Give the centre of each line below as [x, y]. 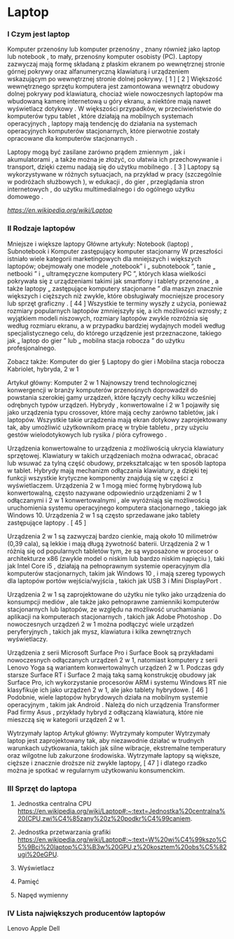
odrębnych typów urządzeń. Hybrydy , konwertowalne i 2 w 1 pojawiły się [113, 405]
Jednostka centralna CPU [54, 804]
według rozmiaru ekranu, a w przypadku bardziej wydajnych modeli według [116, 326]
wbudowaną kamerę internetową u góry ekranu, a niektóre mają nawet [109, 102]
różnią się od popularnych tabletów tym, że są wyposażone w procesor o [113, 551]
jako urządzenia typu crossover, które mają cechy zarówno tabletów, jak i [113, 412]
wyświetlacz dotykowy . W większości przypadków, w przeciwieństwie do [115, 109]
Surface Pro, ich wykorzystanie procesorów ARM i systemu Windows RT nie [117, 682]
